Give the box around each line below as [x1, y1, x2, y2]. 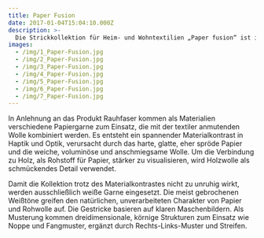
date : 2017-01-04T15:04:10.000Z [8, 19, 114, 27]
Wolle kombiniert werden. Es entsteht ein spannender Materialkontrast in [8, 131, 244, 140]
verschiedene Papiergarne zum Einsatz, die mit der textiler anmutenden [8, 122, 240, 132]
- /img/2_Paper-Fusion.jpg [15, 56, 104, 64]
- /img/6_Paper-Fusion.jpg [15, 84, 104, 93]
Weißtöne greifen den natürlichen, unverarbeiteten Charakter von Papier [8, 196, 242, 206]
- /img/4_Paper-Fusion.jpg [15, 70, 104, 78]
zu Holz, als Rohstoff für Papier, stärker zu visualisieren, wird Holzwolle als [8, 155, 250, 165]
